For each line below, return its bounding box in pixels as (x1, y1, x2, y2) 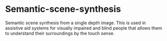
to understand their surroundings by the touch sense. (5, 30, 115, 36)
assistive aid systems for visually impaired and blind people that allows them (5, 25, 162, 31)
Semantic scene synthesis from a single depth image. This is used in (5, 20, 146, 26)
